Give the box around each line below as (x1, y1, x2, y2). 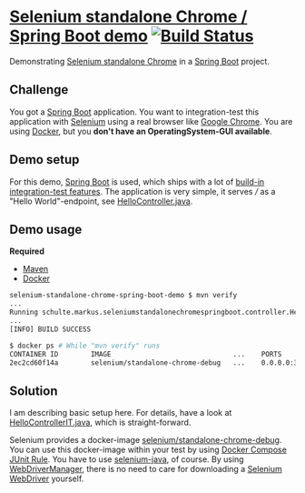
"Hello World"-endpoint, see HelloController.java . (9, 196, 193, 206)
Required (9, 246, 45, 257)
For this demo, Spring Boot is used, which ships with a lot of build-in (9, 176, 265, 187)
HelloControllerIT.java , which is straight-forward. (9, 417, 192, 428)
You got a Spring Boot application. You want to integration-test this (9, 106, 260, 117)
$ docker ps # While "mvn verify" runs (9, 341, 161, 350)
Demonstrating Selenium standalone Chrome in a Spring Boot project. (9, 55, 271, 66)
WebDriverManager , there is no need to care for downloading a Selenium (9, 464, 283, 475)
